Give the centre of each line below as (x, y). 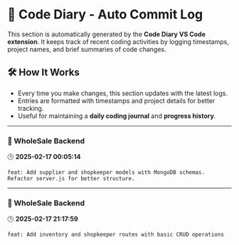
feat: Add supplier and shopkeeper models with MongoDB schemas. (106, 173)
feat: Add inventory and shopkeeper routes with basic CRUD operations (116, 235)
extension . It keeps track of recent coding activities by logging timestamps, (118, 41)
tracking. (31, 108)
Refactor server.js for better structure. (71, 179)
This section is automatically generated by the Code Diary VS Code (107, 34)
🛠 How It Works (44, 73)
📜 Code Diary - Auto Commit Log (105, 15)
